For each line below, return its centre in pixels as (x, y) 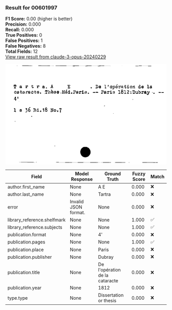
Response (82, 179)
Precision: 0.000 (23, 24)
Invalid (77, 201)
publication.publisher (30, 257)
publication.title (24, 273)
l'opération (110, 270)
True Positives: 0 (24, 35)
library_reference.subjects (35, 227)
